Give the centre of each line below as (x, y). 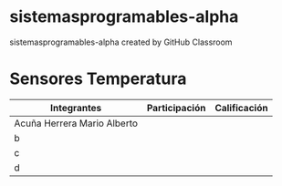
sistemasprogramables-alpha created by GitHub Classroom (121, 42)
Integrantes (76, 108)
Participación (176, 108)
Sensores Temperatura (98, 79)
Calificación (241, 108)
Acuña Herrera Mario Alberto (76, 123)
